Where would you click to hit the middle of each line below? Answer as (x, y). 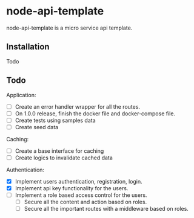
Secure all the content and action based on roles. (85, 202)
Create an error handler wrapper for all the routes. (78, 106)
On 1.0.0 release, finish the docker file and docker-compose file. (95, 114)
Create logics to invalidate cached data (64, 158)
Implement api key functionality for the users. (72, 188)
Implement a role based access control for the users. (81, 195)
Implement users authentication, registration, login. (79, 181)
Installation (28, 47)
